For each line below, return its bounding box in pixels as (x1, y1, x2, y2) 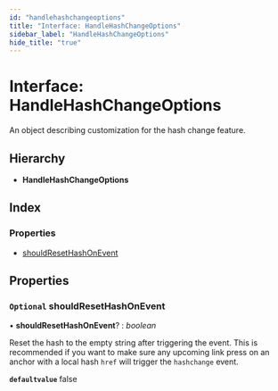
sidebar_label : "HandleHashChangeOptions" (9, 29, 169, 38)
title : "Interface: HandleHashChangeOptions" (9, 21, 181, 30)
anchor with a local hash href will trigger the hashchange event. (9, 356, 239, 367)
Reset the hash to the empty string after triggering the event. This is (9, 337, 258, 348)
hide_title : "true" (9, 37, 82, 47)
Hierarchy (9, 151, 66, 166)
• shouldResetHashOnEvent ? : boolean (9, 320, 157, 331)
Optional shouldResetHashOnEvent (9, 300, 166, 312)
